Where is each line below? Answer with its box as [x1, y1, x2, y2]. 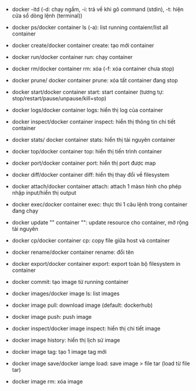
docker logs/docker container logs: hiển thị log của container [11, 106, 164, 114]
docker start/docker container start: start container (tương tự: [11, 88, 164, 96]
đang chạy [11, 208, 38, 214]
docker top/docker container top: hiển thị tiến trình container [11, 148, 162, 155]
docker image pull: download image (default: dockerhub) [11, 301, 153, 309]
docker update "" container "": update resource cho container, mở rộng [11, 219, 189, 226]
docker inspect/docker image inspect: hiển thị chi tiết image [11, 325, 161, 332]
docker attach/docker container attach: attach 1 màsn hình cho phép [11, 183, 182, 189]
